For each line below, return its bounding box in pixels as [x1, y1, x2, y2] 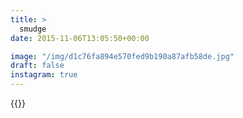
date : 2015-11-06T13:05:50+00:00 [10, 33, 150, 43]
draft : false [10, 61, 65, 71]
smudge [19, 24, 47, 34]
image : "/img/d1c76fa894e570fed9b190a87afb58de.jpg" [10, 51, 235, 61]
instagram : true [10, 70, 78, 80]
